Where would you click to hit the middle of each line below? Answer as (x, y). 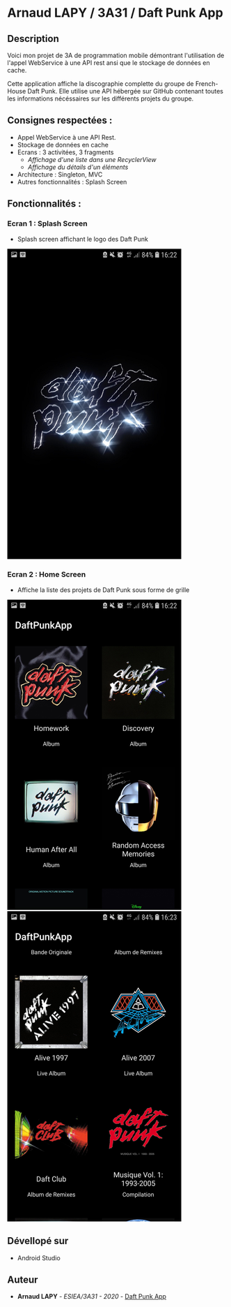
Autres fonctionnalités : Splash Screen (72, 182)
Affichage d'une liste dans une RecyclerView (92, 159)
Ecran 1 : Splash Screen (48, 223)
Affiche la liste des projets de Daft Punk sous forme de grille (103, 590)
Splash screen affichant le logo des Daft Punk (82, 239)
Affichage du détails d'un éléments (78, 167)
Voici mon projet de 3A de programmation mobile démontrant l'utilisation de (116, 55)
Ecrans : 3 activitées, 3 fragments (65, 152)
